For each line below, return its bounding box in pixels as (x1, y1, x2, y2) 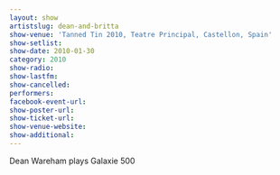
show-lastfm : (9, 72, 59, 81)
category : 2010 (9, 55, 67, 64)
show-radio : (9, 64, 54, 73)
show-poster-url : (9, 106, 75, 115)
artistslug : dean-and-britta (9, 22, 119, 31)
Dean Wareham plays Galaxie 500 (9, 155, 135, 166)
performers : (9, 88, 54, 97)
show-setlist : (9, 38, 63, 48)
